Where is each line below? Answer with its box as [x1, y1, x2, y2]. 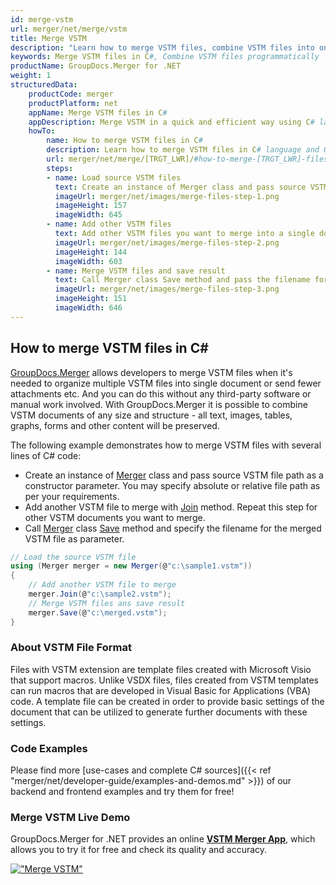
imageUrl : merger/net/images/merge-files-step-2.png [54, 237, 280, 248]
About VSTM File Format [10, 641, 132, 655]
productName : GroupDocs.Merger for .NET [10, 61, 182, 71]
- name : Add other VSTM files [46, 219, 172, 230]
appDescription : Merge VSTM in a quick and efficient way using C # [28, 117, 315, 127]
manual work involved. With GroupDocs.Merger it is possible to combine [10, 398, 308, 410]
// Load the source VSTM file [10, 552, 137, 562]
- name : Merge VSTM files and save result [46, 266, 226, 276]
